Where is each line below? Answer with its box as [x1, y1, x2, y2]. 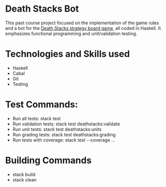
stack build [12, 171, 36, 177]
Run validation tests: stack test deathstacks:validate [12, 121, 120, 127]
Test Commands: [5, 99, 78, 110]
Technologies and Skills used [5, 49, 130, 60]
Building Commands [5, 155, 92, 166]
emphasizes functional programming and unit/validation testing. [5, 30, 137, 36]
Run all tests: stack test [12, 115, 61, 121]
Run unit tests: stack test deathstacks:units [12, 126, 102, 132]
